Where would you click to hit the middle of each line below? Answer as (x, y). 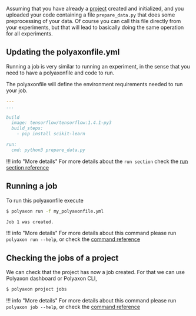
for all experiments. (29, 34)
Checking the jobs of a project (62, 258)
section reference (27, 167)
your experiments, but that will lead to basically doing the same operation (95, 27)
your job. (17, 90)
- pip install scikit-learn (51, 134)
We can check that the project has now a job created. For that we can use (96, 272)
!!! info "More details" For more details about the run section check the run (97, 161)
